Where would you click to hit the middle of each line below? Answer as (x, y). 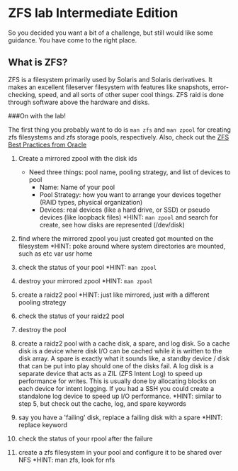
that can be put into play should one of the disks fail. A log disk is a (116, 365)
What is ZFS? (38, 63)
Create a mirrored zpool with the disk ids (78, 158)
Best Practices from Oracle (47, 144)
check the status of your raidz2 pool (71, 316)
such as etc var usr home (55, 254)
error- (221, 87)
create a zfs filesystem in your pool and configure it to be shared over (120, 452)
